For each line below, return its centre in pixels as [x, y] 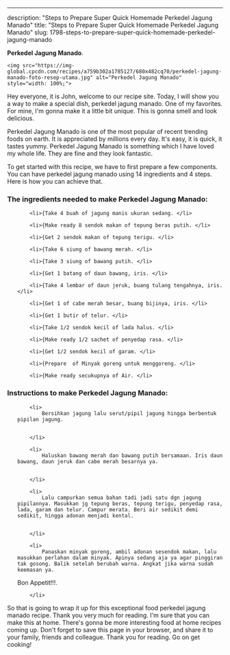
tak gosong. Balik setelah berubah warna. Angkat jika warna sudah [115, 564]
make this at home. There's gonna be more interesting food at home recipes [114, 622]
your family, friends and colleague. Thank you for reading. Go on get [104, 637]
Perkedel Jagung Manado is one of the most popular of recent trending [107, 132]
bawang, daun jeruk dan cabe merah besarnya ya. [88, 461]
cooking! [20, 644]
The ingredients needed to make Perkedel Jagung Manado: [107, 199]
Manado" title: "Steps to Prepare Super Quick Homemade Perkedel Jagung [113, 25]
